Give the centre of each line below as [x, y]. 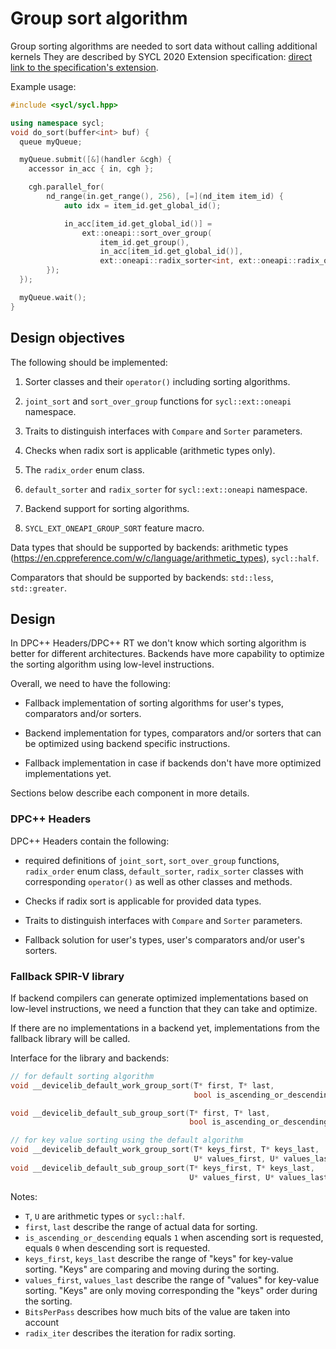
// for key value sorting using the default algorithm [127, 1140]
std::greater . [38, 588]
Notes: [24, 1196]
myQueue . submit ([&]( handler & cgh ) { [95, 160]
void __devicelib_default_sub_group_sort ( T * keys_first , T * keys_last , [162, 1168]
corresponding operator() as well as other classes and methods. [158, 881]
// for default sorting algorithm [82, 1076]
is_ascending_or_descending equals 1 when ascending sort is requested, [174, 1237]
